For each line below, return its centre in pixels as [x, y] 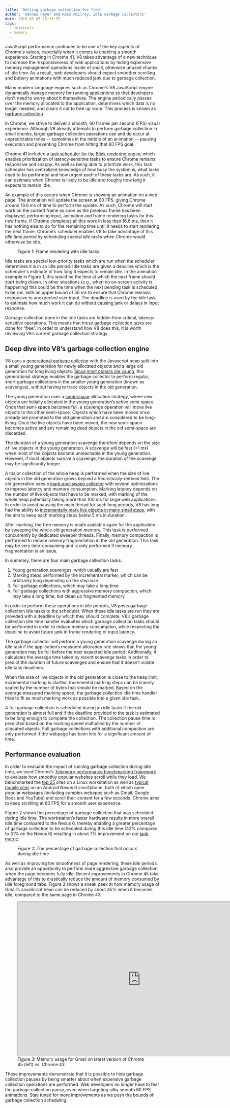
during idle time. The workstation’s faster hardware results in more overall [80, 818]
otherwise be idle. [23, 242]
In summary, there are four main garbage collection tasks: [64, 560]
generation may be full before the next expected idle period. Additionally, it [81, 652]
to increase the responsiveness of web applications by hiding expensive [78, 62]
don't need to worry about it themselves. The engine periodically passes [78, 98]
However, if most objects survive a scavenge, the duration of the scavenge [81, 458]
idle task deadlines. [25, 667]
